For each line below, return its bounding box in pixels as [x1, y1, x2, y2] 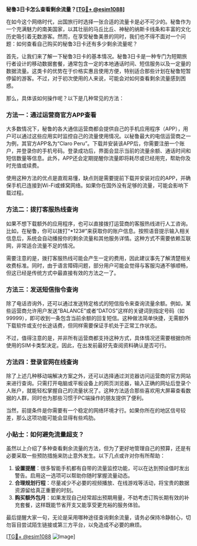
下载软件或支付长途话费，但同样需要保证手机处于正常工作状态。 [6, 322, 160, 329]
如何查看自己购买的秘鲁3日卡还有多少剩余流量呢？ [16, 41, 138, 47]
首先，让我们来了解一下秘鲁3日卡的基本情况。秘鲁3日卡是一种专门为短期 [6, 53, 182, 59]
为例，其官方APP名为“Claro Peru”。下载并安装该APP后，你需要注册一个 [6, 140, 180, 147]
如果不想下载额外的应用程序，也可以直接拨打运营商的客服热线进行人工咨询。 [6, 220, 191, 227]
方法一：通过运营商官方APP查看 [6, 111, 97, 119]
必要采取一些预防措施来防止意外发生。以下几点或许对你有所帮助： [6, 452, 165, 460]
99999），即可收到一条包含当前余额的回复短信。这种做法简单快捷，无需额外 [6, 314, 189, 321]
